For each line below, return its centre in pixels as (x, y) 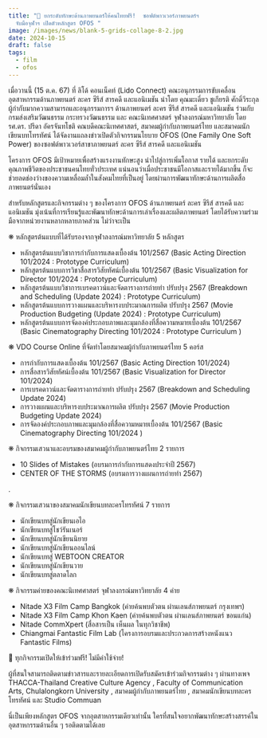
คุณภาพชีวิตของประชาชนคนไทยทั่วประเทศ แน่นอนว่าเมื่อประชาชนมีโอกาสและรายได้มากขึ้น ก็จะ (131, 169)
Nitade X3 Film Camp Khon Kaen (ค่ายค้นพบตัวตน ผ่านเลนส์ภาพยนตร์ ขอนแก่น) (135, 615)
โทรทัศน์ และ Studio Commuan (55, 700)
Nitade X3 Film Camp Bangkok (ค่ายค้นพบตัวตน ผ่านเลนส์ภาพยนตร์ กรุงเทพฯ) (132, 606)
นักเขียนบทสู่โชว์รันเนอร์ (51, 529)
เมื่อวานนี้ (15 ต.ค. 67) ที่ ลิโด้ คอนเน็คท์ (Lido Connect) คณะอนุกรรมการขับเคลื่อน (122, 90)
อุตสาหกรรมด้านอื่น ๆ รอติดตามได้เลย (57, 724)
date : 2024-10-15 (37, 38)
